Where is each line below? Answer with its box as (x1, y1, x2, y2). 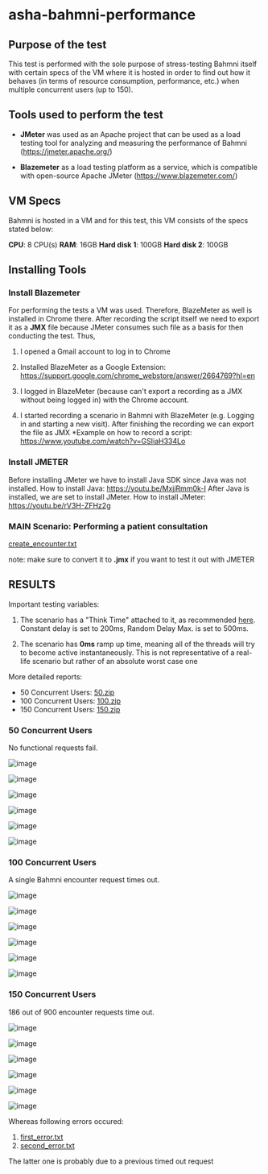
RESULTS (8, 578, 56, 591)
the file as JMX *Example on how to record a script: (19, 428, 192, 438)
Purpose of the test (8, 38, 107, 52)
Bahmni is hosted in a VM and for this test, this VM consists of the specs (8, 215, 249, 225)
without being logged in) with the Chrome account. (19, 395, 189, 404)
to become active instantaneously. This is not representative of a (19, 647, 235, 658)
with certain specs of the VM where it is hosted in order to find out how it (8, 68, 251, 77)
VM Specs (8, 194, 61, 208)
